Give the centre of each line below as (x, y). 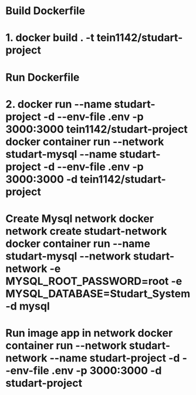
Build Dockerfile (45, 11)
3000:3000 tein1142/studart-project (97, 129)
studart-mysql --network (68, 256)
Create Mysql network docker (80, 218)
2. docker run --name (59, 104)
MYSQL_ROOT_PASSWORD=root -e (94, 281)
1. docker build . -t (50, 38)
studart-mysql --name (61, 154)
